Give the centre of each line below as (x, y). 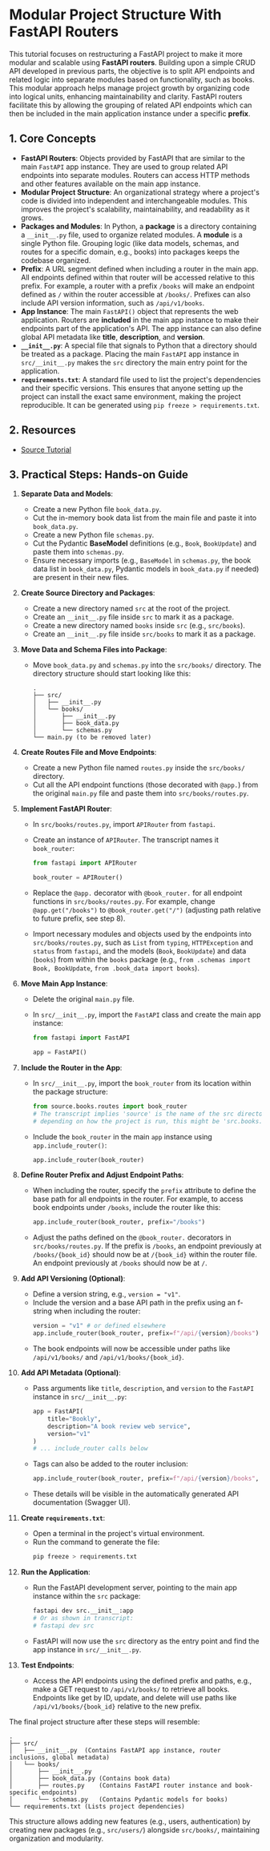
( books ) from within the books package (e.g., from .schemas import (142, 960)
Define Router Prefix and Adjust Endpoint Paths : (102, 1175)
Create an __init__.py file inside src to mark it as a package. (133, 617)
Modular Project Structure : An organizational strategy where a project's (140, 192)
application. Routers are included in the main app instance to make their (140, 320)
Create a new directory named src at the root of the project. (131, 609)
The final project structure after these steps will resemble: (105, 1721)
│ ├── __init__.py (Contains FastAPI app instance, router (115, 1750)
